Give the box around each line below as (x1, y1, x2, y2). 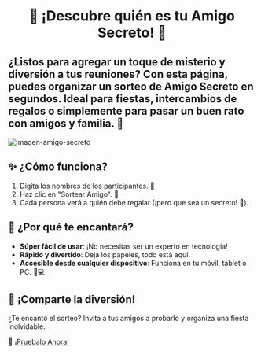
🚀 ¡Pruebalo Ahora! (8, 337, 69, 347)
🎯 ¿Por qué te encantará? (8, 220, 134, 234)
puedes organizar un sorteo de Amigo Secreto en (8, 79, 254, 93)
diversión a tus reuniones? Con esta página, (8, 67, 228, 81)
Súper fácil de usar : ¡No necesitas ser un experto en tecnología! (19, 242, 228, 251)
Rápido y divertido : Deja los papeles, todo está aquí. (19, 249, 191, 259)
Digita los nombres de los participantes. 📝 (19, 181, 156, 190)
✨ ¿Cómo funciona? (8, 160, 108, 174)
